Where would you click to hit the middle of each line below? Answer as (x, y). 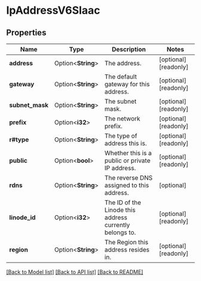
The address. (123, 63)
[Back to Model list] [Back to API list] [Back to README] (75, 272)
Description (129, 49)
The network (122, 119)
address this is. (126, 143)
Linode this (120, 210)
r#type (19, 140)
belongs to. (120, 232)
